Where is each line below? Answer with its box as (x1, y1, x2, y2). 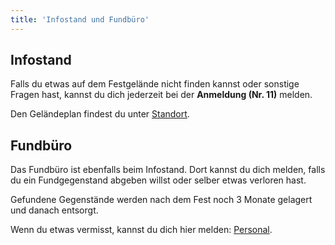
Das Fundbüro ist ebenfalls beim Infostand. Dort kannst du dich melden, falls (10, 164, 326, 176)
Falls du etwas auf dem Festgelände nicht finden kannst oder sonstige (10, 78, 300, 90)
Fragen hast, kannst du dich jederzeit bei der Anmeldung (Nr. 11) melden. (10, 89, 313, 101)
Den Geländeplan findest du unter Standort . (10, 108, 190, 120)
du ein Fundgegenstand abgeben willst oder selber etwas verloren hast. (10, 174, 307, 186)
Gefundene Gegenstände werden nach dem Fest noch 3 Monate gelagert (10, 194, 313, 206)
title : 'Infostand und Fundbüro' (10, 14, 150, 25)
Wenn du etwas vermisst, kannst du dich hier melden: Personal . (10, 224, 273, 236)
